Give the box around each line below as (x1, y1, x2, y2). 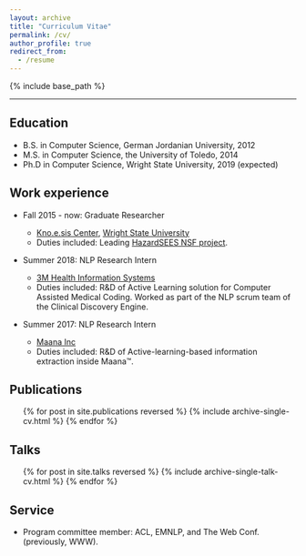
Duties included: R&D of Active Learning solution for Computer (36, 281, 271, 292)
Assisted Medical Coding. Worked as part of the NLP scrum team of (36, 291, 291, 302)
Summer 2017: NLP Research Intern (22, 318, 157, 329)
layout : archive (9, 13, 71, 23)
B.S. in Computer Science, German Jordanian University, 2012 (22, 139, 256, 150)
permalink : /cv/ (9, 30, 71, 39)
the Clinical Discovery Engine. (36, 301, 148, 312)
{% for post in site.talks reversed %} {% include (22, 466, 203, 478)
